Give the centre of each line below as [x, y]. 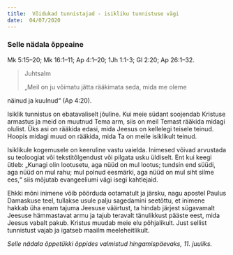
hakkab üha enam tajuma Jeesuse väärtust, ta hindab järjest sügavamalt [111, 207]
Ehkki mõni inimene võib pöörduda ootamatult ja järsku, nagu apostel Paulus [117, 193]
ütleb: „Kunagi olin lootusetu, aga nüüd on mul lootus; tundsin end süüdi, [112, 164]
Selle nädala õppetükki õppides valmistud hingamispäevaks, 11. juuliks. [110, 243]
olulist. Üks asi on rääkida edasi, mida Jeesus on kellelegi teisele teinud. [111, 129]
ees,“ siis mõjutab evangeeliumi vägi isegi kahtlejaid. [83, 180]
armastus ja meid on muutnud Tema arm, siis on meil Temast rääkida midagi [116, 121]
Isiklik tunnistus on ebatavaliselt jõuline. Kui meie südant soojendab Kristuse [116, 114]
